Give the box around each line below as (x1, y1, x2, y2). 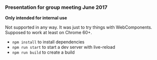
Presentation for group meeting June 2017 (5, 4, 108, 11)
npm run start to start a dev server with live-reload (12, 44, 115, 50)
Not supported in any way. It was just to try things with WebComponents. (5, 24, 153, 30)
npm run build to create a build (12, 49, 75, 55)
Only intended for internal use (5, 15, 67, 21)
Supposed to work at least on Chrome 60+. (5, 30, 92, 36)
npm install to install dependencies (12, 39, 85, 45)
